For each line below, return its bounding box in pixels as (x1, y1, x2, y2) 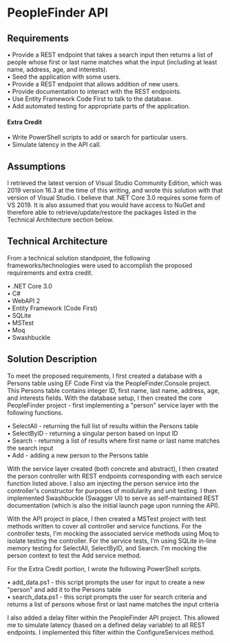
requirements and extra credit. (7, 268, 93, 277)
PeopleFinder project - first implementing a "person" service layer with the (7, 401, 219, 409)
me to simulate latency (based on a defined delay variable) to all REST (7, 620, 205, 629)
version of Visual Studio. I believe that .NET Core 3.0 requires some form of (7, 193, 221, 202)
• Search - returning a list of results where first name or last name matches (7, 436, 220, 445)
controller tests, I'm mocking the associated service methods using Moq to (7, 529, 219, 537)
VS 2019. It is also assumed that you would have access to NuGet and (7, 201, 205, 209)
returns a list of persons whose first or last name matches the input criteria (7, 599, 219, 608)
